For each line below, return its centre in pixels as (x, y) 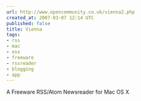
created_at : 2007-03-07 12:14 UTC (50, 18)
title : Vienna (24, 29)
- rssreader (21, 63)
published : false (28, 23)
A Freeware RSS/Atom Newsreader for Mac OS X (68, 92)
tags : (13, 35)
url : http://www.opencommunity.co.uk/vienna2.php (71, 12)
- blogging (20, 69)
